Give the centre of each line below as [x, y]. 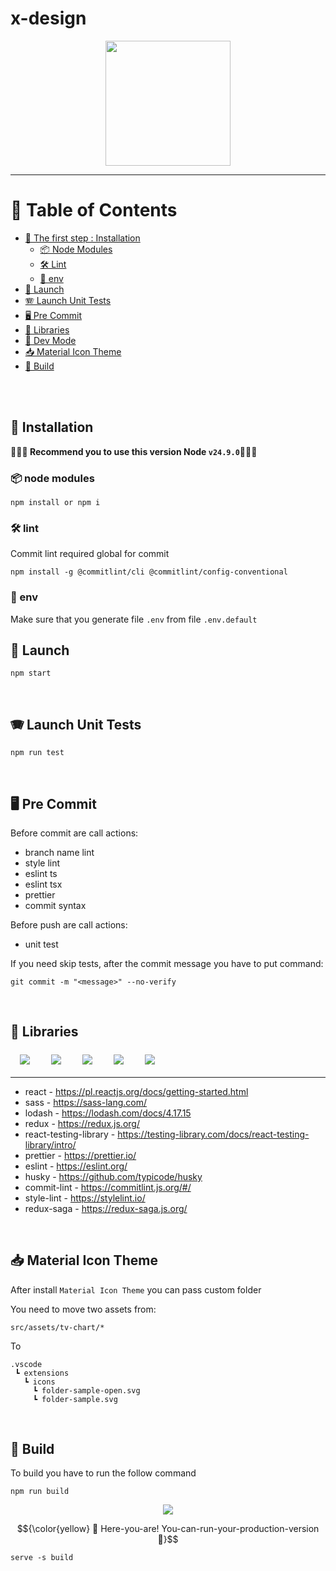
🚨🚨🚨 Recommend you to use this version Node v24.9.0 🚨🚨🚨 [134, 451]
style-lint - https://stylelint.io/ [85, 1198]
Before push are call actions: [69, 925]
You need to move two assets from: [83, 1309]
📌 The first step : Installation [82, 238]
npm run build [40, 1492]
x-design [48, 18]
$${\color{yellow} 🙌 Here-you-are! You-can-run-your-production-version [168, 1529]
